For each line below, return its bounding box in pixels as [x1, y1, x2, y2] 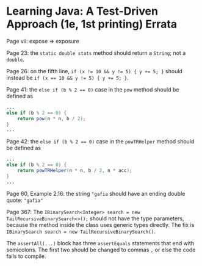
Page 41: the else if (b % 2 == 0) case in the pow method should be [6, 85, 179, 93]
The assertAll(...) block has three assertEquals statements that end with [6, 239, 194, 246]
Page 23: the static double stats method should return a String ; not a [6, 49, 186, 56]
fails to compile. [6, 252, 46, 260]
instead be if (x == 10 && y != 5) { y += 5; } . [6, 74, 129, 81]
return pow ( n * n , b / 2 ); [17, 115, 86, 121]
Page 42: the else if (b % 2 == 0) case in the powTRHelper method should [6, 138, 195, 145]
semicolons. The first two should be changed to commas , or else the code [6, 246, 196, 253]
